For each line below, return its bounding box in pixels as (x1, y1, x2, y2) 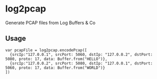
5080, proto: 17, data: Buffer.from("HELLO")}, (5, 56, 108, 61)
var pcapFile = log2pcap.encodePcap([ (5, 47, 87, 53)
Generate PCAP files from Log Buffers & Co (5, 20, 96, 26)
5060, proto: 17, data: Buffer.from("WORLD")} (5, 65, 105, 70)
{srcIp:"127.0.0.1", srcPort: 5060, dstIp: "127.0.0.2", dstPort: (10, 52, 153, 57)
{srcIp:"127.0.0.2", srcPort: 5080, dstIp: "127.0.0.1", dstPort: (10, 61, 153, 66)
